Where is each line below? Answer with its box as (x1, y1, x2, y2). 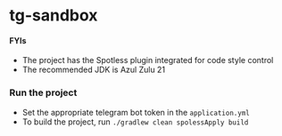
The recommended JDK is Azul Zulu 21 (21, 64, 166, 76)
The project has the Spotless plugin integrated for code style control (21, 55, 274, 66)
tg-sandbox (9, 5, 98, 26)
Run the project (9, 86, 78, 99)
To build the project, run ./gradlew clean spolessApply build (21, 116, 249, 127)
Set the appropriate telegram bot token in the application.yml (21, 107, 250, 117)
